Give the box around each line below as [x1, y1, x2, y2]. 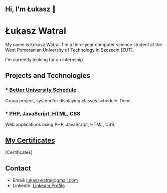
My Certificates [5, 136, 55, 144]
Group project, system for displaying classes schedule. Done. [5, 98, 132, 104]
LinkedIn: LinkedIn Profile [12, 182, 65, 188]
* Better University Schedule [5, 86, 77, 93]
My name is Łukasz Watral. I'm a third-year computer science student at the [5, 42, 162, 48]
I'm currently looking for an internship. [5, 57, 84, 63]
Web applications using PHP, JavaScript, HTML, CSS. [5, 121, 116, 128]
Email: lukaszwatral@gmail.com [12, 177, 78, 183]
